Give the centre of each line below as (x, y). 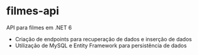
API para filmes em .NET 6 (39, 27)
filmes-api (33, 11)
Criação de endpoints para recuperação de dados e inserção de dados (103, 39)
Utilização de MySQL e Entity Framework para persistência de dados (101, 45)
